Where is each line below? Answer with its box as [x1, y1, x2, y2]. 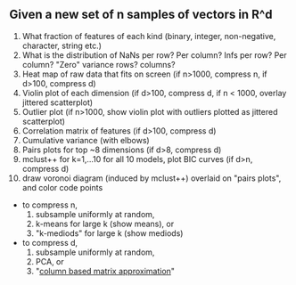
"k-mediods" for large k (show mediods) [35, 227, 184, 239]
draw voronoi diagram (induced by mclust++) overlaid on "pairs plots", [21, 173, 282, 183]
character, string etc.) [21, 40, 103, 51]
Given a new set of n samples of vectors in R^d [9, 7, 273, 22]
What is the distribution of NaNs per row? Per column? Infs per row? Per [21, 49, 287, 61]
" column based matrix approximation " [35, 265, 176, 276]
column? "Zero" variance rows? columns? [21, 59, 176, 69]
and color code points [21, 182, 103, 192]
